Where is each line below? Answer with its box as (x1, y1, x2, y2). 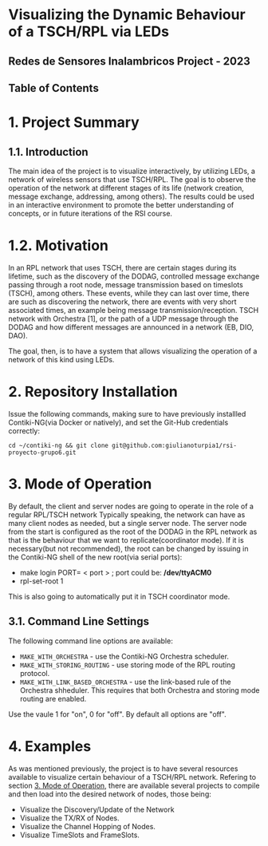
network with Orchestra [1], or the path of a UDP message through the (8, 314, 239, 323)
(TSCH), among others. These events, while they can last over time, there (8, 288, 250, 298)
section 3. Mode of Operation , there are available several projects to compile (8, 781, 260, 790)
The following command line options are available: (8, 636, 173, 646)
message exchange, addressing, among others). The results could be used (8, 192, 255, 201)
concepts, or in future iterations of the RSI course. (8, 208, 173, 218)
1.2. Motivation (8, 237, 109, 255)
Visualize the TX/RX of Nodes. (19, 812, 120, 823)
